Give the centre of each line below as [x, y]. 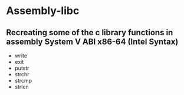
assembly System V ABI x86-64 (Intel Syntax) [92, 41]
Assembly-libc [43, 11]
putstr [22, 68]
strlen [22, 87]
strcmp [23, 81]
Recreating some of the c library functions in [90, 33]
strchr [22, 74]
